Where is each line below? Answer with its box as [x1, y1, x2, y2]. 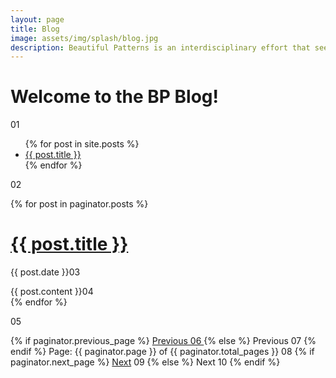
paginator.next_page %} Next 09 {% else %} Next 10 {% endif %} [10, 356, 281, 368]
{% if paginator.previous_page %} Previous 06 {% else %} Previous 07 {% [10, 335, 317, 347]
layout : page [10, 14, 65, 25]
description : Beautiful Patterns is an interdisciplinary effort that [10, 42, 311, 53]
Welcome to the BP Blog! [10, 86, 220, 108]
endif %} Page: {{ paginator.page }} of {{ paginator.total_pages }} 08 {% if [10, 346, 315, 358]
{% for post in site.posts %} [24, 138, 140, 150]
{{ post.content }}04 [10, 286, 94, 298]
